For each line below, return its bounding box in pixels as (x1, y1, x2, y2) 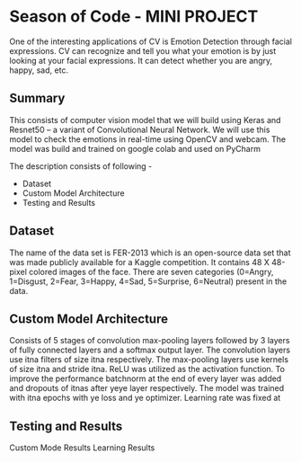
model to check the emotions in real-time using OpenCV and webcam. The (9, 133, 286, 145)
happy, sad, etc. (9, 65, 69, 76)
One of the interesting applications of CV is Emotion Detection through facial (9, 36, 292, 47)
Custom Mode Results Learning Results (9, 442, 155, 453)
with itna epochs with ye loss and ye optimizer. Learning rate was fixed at (9, 393, 281, 404)
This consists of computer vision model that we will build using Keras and (9, 114, 281, 125)
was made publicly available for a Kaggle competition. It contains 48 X (9, 256, 270, 267)
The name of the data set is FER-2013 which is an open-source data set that (9, 247, 291, 258)
